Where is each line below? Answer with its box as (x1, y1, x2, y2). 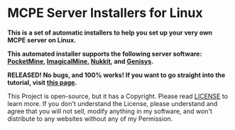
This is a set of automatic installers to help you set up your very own (7, 28, 213, 37)
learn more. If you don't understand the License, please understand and (7, 99, 218, 107)
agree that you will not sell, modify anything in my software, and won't (7, 107, 213, 115)
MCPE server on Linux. (7, 35, 77, 44)
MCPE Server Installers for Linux (7, 5, 203, 21)
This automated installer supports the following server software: (7, 49, 202, 58)
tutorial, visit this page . (7, 78, 77, 86)
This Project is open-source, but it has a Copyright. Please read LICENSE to (7, 92, 229, 100)
